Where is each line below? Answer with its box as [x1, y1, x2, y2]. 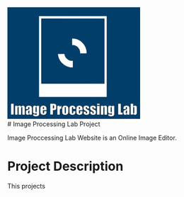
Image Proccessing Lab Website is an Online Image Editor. [7, 134, 177, 142]
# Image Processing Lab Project [7, 120, 100, 128]
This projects [7, 181, 46, 190]
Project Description [7, 159, 124, 174]
